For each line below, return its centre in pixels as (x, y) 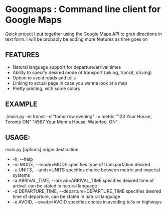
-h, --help (23, 159)
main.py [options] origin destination (42, 150)
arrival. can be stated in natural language (55, 186)
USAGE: (18, 137)
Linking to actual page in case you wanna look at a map (70, 83)
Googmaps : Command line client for (83, 9)
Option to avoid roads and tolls (44, 78)
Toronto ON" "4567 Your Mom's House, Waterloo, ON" (61, 122)
